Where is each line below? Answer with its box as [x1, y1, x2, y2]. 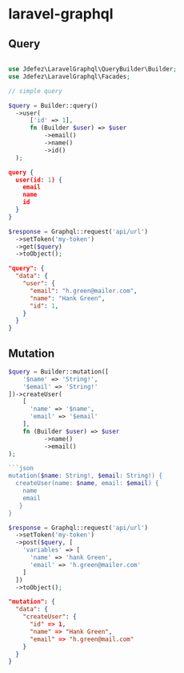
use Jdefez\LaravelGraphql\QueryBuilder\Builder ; [8, 65, 178, 73]
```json [8, 464, 34, 472]
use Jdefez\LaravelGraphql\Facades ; [8, 72, 130, 80]
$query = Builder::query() [8, 101, 98, 109]
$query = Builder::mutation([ [8, 367, 110, 376]
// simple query [8, 87, 62, 95]
